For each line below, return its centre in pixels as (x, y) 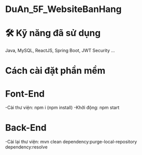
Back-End (26, 128)
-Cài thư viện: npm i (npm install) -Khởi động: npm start (62, 108)
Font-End (25, 94)
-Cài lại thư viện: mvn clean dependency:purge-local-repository (71, 142)
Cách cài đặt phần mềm (55, 71)
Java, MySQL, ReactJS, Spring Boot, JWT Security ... (60, 51)
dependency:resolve (26, 147)
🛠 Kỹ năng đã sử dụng (53, 33)
